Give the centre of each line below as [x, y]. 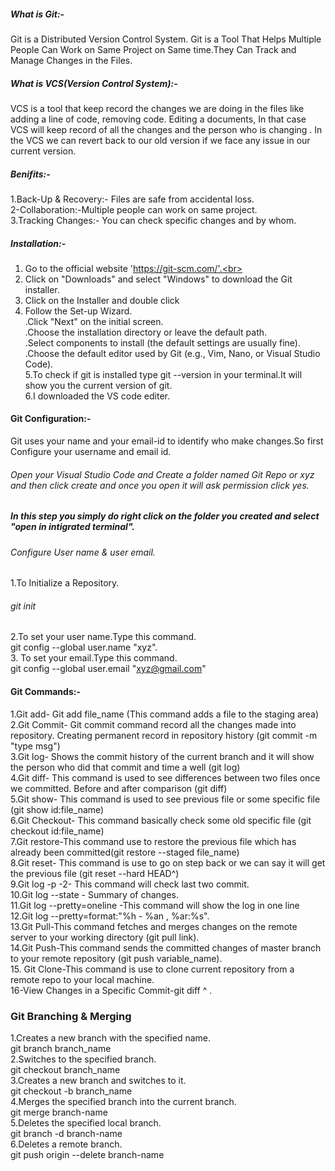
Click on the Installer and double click [102, 300]
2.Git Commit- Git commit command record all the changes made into [153, 724]
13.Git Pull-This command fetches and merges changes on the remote [154, 926]
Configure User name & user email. [83, 552]
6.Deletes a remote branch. [66, 1144]
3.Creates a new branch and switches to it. [98, 1080]
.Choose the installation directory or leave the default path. [146, 332]
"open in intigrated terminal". [73, 527]
